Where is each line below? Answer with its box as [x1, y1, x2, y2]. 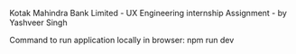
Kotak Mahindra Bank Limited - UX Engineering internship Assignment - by [9, 8, 287, 18]
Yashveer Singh [9, 17, 68, 28]
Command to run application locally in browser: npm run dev [9, 35, 235, 45]
